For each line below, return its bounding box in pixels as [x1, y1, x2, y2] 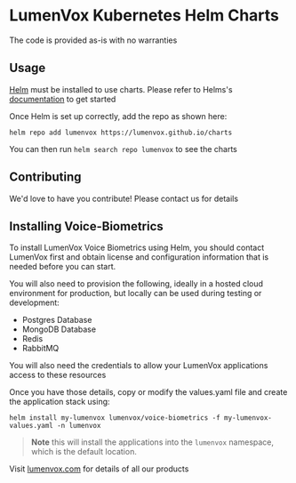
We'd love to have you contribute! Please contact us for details [9, 193, 238, 204]
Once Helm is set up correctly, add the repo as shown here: [9, 110, 228, 121]
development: [9, 297, 60, 308]
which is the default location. [30, 447, 138, 457]
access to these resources [9, 370, 107, 381]
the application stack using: [9, 397, 110, 407]
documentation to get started [9, 93, 116, 104]
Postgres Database [21, 315, 92, 326]
